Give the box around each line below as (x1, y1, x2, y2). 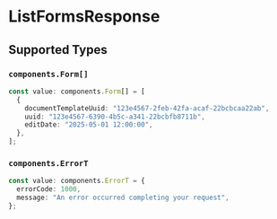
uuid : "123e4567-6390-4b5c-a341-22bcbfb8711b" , (24, 112, 205, 121)
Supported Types (8, 42, 108, 57)
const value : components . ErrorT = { (8, 177, 145, 186)
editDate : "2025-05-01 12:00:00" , (24, 120, 153, 129)
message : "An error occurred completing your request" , (16, 193, 229, 203)
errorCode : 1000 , (16, 185, 82, 194)
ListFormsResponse (8, 6, 160, 27)
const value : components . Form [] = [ (8, 87, 145, 96)
